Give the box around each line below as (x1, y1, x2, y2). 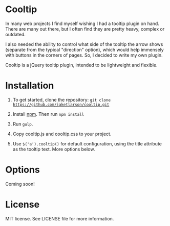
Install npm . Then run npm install (12, 111, 84, 117)
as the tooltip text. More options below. (12, 146, 95, 152)
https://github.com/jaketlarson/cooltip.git (12, 102, 110, 107)
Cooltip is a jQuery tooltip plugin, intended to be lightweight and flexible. (5, 62, 158, 68)
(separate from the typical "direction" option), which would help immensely (5, 46, 164, 53)
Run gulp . (12, 121, 33, 127)
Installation (5, 80, 54, 91)
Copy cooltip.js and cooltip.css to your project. (12, 131, 112, 137)
